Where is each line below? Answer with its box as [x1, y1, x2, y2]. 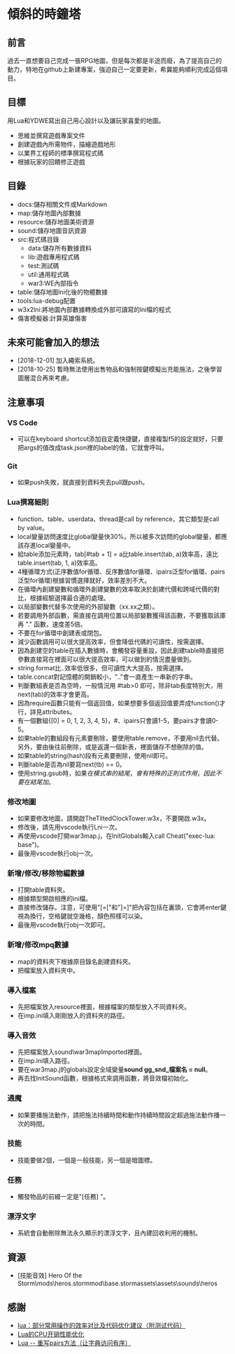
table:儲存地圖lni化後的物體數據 [17, 287, 108, 296]
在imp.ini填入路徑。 [17, 1057, 74, 1065]
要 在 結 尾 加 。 [17, 778, 55, 786]
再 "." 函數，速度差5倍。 [17, 620, 87, 628]
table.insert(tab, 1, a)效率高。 [17, 558, 101, 567]
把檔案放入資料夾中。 [17, 966, 79, 975]
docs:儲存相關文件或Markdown [17, 200, 107, 208]
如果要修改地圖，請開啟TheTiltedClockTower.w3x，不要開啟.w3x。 [17, 814, 211, 822]
